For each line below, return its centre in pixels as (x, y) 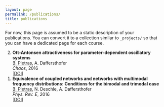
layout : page (19, 10)
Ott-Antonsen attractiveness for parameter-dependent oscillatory (82, 53)
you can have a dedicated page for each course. (55, 43)
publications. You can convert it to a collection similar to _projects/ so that (81, 38)
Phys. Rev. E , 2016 (31, 94)
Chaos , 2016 (25, 68)
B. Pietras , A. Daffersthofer (40, 63)
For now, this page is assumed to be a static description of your (70, 33)
